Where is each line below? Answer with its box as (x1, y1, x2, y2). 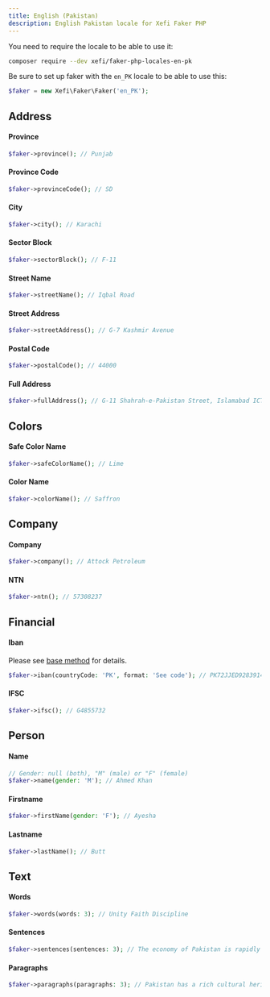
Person (8, 729, 46, 742)
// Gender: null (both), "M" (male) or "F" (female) (8, 769, 189, 778)
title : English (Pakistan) (8, 11, 99, 20)
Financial (8, 615, 55, 629)
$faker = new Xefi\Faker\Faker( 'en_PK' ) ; (8, 87, 149, 95)
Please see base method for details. (8, 655, 127, 665)
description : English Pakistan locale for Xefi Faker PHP (8, 19, 207, 27)
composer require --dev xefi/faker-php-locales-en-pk (8, 57, 193, 65)
